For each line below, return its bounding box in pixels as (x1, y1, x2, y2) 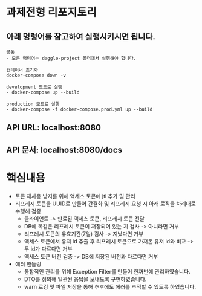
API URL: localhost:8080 (6, 123, 102, 133)
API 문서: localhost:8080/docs (6, 144, 123, 155)
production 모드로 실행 (6, 101, 60, 107)
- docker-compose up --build (6, 89, 80, 95)
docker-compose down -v (6, 72, 67, 79)
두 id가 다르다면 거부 (24, 245, 73, 253)
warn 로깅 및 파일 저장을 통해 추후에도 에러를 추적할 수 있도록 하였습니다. (24, 283, 197, 290)
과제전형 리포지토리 (6, 5, 97, 19)
